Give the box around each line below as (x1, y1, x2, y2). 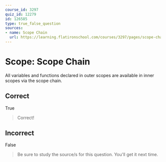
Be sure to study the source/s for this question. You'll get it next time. (17, 152, 159, 158)
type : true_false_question (5, 21, 61, 26)
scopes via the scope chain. (5, 78, 63, 83)
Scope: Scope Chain (5, 56, 90, 67)
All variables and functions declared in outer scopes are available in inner (5, 72, 155, 78)
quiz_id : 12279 (5, 12, 37, 17)
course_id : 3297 (5, 7, 39, 12)
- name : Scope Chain (5, 30, 48, 35)
